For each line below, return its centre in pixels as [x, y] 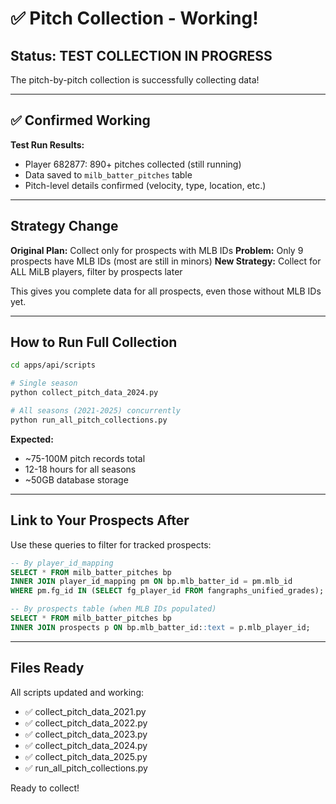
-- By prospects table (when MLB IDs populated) [113, 609]
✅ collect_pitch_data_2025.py [86, 756]
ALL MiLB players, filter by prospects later [96, 271]
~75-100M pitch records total [85, 458]
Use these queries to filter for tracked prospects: [111, 544]
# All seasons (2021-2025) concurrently [96, 411]
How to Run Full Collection [94, 342]
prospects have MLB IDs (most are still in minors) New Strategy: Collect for [166, 261]
